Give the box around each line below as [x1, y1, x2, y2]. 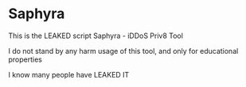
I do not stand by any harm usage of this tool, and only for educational [8, 46, 239, 55]
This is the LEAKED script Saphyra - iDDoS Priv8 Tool [8, 31, 183, 40]
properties [8, 55, 42, 64]
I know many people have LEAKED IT [8, 70, 130, 79]
